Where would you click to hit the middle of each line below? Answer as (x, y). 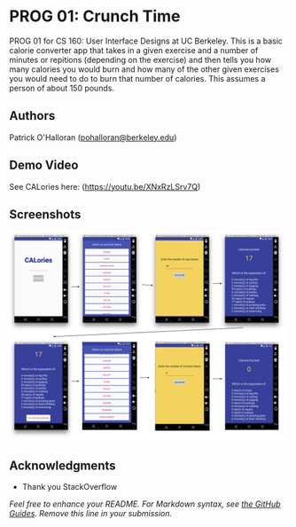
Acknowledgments (63, 465)
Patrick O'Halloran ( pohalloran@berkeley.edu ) (93, 137)
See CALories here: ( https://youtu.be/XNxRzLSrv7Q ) (105, 186)
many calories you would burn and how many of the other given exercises (144, 69)
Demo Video (44, 165)
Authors (32, 116)
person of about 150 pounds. (62, 88)
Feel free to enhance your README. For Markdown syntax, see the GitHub (145, 504)
